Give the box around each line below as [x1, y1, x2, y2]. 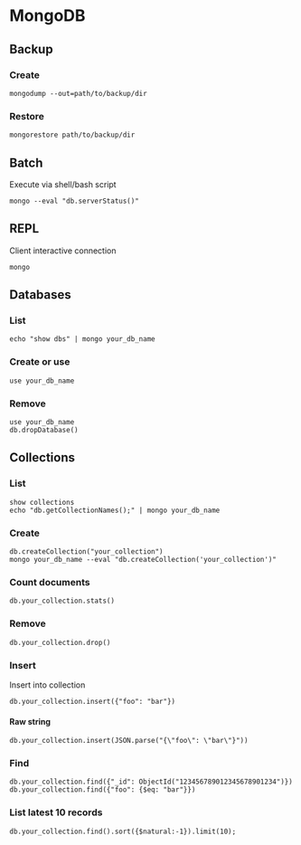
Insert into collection [9, 679, 86, 690]
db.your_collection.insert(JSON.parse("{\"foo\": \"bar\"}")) [9, 736, 249, 745]
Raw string [9, 716, 52, 726]
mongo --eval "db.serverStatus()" [9, 196, 140, 205]
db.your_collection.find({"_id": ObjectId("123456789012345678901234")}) [9, 777, 294, 787]
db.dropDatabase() [9, 426, 79, 435]
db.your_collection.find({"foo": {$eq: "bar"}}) [9, 785, 196, 794]
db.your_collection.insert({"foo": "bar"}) [9, 697, 176, 706]
